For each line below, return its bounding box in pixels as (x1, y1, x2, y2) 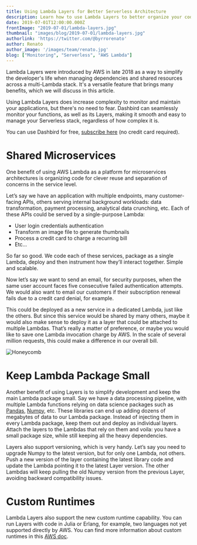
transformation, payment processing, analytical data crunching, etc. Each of (6, 205, 190, 212)
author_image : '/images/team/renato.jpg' (6, 47, 109, 53)
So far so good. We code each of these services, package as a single (6, 252, 174, 259)
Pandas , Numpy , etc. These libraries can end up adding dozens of (6, 407, 166, 414)
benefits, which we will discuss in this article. (6, 87, 116, 94)
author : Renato (6, 42, 43, 47)
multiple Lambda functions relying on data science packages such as (6, 401, 174, 408)
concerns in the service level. (6, 180, 77, 188)
